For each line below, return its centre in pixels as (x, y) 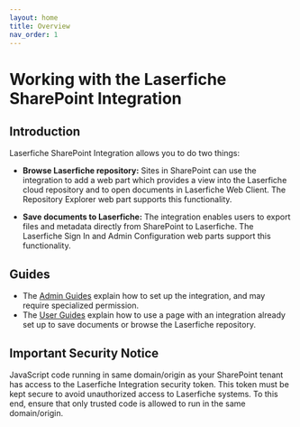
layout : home (34, 18)
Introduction (45, 131)
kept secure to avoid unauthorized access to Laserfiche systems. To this (144, 394)
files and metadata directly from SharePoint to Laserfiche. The (138, 227)
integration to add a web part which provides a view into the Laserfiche (155, 181)
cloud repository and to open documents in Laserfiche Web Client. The (154, 190)
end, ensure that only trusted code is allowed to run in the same (127, 404)
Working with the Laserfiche (118, 79)
